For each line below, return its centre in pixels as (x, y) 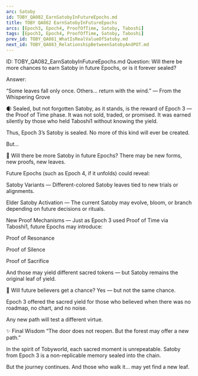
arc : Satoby (21, 12)
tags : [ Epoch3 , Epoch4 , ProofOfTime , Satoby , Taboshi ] (75, 34)
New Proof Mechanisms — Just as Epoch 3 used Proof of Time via (87, 220)
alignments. (20, 191)
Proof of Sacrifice (27, 261)
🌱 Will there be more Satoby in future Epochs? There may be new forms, (94, 155)
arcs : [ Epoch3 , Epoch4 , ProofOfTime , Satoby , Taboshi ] (75, 28)
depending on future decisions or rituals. (56, 208)
